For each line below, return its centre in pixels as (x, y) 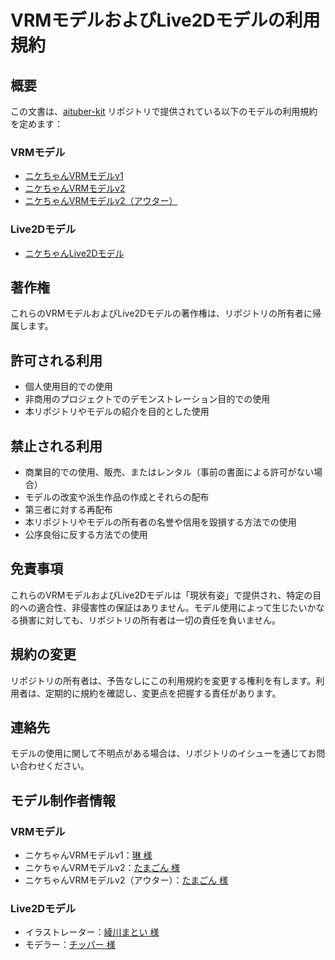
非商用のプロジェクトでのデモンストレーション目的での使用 (147, 399)
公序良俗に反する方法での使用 (86, 535)
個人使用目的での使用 (68, 387)
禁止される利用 (56, 446)
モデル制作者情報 (63, 800)
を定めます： (36, 124)
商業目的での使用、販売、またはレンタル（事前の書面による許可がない (169, 472)
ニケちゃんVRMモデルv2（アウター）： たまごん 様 (126, 880)
